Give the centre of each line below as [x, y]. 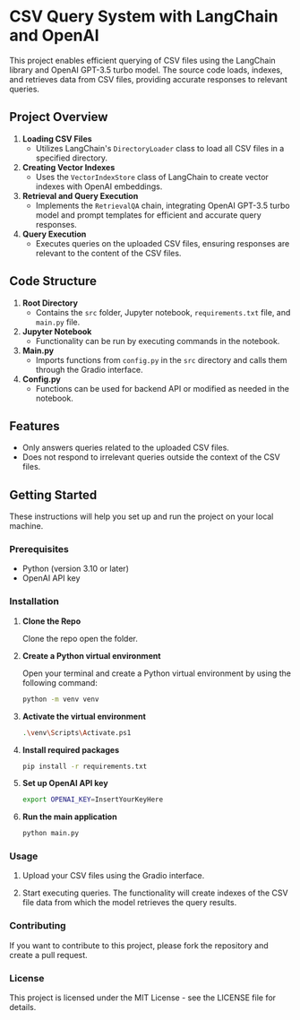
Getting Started [53, 495]
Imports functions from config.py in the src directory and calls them [162, 359]
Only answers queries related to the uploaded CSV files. [126, 448]
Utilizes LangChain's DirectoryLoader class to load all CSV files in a [160, 148]
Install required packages [70, 749]
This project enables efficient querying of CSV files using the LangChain [142, 60]
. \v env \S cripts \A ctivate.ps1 [77, 732]
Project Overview [59, 117]
